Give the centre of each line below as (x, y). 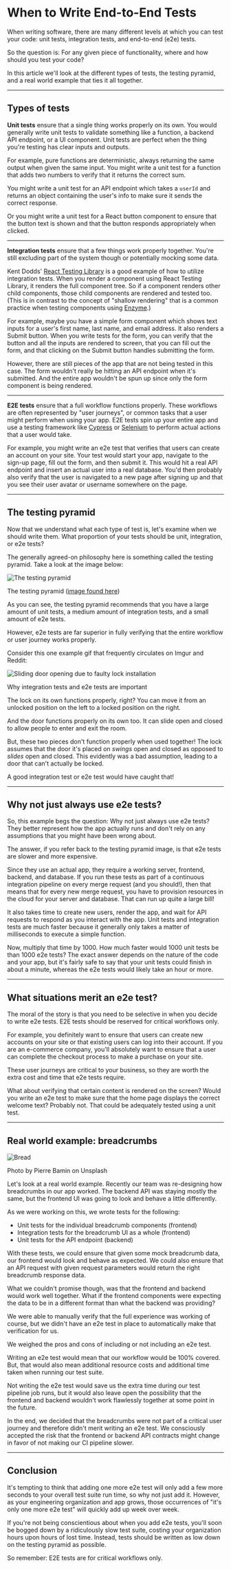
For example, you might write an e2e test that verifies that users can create (113, 448)
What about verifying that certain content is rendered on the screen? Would (114, 1091)
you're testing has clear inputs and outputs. (69, 147)
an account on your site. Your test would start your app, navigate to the (108, 455)
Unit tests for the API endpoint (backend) (75, 1240)
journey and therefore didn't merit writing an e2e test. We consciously (106, 1428)
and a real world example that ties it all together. (75, 80)
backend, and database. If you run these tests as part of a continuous (106, 877)
